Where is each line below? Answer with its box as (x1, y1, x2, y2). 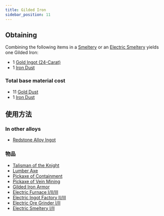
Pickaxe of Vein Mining (12, 178, 61, 184)
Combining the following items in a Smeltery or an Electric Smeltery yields (5, 44, 159, 50)
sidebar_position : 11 (5, 12, 51, 17)
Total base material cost (5, 77, 66, 84)
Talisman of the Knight (12, 162, 60, 168)
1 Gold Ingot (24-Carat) (12, 59, 61, 66)
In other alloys (5, 125, 41, 132)
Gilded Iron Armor (12, 184, 50, 190)
